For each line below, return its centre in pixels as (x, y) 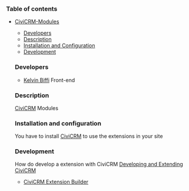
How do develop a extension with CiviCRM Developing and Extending (99, 164)
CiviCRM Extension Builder (56, 182)
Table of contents (32, 9)
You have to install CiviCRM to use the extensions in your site (89, 136)
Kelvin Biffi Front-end (49, 80)
